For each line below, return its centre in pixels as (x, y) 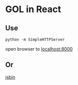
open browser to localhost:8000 (39, 49)
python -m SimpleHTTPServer (35, 39)
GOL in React (33, 9)
